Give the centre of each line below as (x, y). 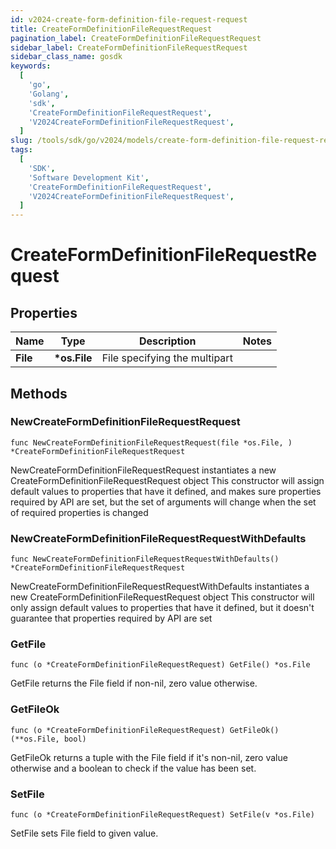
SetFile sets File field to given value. (84, 833)
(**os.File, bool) (48, 739)
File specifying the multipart (167, 358)
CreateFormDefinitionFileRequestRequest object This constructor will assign (167, 480)
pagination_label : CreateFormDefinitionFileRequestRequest (136, 38)
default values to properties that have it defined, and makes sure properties (166, 491)
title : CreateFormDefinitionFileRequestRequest (111, 29)
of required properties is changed (79, 512)
